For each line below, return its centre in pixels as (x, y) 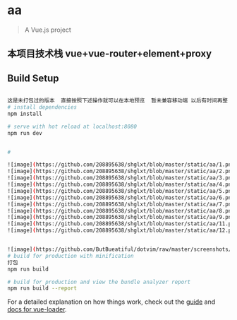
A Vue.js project (48, 30)
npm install (25, 114)
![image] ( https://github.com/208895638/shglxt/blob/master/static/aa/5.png (121, 191)
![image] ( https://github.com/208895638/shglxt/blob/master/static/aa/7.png (121, 204)
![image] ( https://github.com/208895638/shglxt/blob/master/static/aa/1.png (121, 165)
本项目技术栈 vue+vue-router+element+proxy (110, 54)
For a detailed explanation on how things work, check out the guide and (111, 302)
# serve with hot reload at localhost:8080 (72, 126)
